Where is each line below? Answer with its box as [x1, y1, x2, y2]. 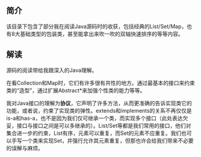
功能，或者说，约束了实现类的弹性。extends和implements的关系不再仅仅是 [6, 107, 192, 114]
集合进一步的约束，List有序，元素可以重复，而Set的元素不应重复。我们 [6, 129, 182, 137]
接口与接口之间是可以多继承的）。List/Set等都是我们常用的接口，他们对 [16, 122, 191, 129]
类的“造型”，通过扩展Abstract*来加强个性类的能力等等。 [6, 86, 146, 94]
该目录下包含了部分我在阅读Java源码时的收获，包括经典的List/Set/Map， [6, 23, 187, 30]
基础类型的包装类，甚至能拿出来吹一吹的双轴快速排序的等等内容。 [20, 30, 184, 37]
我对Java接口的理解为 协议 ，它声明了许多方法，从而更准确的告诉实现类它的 [6, 99, 193, 107]
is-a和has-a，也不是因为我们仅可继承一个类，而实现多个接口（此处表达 [6, 114, 183, 122]
